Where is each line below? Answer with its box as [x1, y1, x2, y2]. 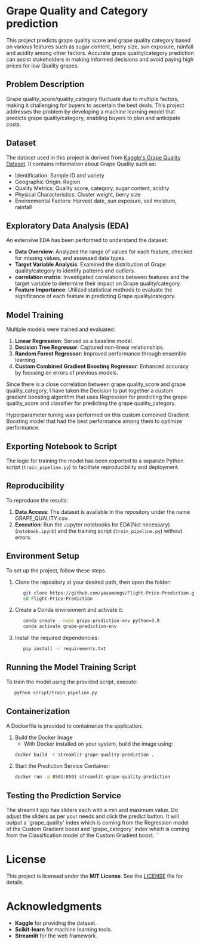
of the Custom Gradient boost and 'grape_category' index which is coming [6, 826, 190, 833]
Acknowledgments [6, 900, 103, 914]
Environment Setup [6, 551, 79, 561]
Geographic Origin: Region [14, 178, 81, 185]
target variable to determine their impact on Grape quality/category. [14, 280, 181, 287]
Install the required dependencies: [14, 635, 100, 642]
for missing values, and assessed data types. [14, 255, 127, 262]
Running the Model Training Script [6, 662, 136, 673]
